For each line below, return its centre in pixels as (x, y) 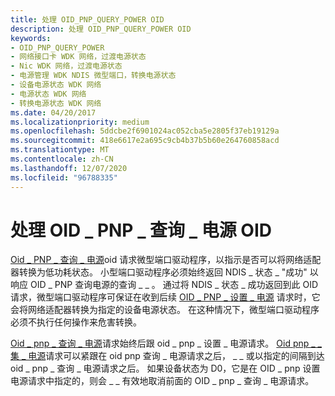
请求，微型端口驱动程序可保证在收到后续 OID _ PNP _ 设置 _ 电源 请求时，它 (165, 297)
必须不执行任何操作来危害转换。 (76, 322)
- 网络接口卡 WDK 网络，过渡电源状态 (78, 57)
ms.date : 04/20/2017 (53, 112)
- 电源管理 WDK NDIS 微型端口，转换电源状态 (93, 76)
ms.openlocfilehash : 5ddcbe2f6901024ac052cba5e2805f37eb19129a (145, 131)
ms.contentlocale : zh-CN (62, 159)
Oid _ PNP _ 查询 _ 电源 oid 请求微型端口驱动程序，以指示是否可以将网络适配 (166, 260)
